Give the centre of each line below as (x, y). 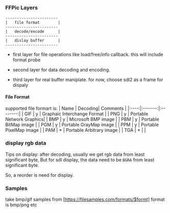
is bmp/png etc (21, 205)
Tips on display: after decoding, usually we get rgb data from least (75, 154)
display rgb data (26, 143)
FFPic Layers (22, 8)
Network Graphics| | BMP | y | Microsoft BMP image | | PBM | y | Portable (82, 119)
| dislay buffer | (33, 41)
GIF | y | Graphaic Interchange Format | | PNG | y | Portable (86, 113)
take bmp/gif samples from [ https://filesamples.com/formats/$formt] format (85, 199)
